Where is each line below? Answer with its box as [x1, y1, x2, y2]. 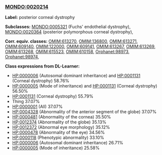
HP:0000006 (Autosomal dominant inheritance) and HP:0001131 [12, 73, 141, 79]
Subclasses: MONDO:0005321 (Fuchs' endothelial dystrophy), [5, 24, 131, 30]
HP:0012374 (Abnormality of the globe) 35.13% [12, 119, 107, 125]
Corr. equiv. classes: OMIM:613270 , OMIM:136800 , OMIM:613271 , [5, 38, 138, 44]
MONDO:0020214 [5, 3, 49, 10]
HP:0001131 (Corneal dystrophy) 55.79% [12, 93, 94, 99]
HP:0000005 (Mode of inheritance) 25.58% [12, 145, 100, 151]
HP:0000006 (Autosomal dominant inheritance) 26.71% [12, 140, 124, 146]
